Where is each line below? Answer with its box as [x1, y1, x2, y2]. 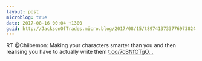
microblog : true [6, 14, 47, 20]
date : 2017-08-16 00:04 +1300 [6, 20, 83, 26]
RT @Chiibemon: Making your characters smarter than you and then [6, 42, 177, 49]
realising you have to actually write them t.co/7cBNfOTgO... [6, 48, 154, 56]
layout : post [6, 8, 39, 15]
